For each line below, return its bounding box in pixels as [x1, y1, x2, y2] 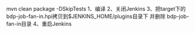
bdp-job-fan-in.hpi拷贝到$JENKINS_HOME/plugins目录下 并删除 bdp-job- [6, 13, 190, 20]
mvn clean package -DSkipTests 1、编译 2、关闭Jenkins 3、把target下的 [6, 5, 186, 12]
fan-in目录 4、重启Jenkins [6, 20, 72, 27]
